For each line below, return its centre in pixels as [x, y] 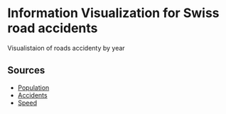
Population [33, 88]
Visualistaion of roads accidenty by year [66, 48]
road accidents [53, 28]
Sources [26, 70]
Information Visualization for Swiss [113, 13]
